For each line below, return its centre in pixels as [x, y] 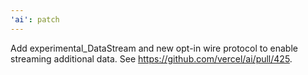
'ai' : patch [35, 19]
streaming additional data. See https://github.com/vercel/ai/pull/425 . [151, 58]
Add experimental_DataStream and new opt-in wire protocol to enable [154, 48]
